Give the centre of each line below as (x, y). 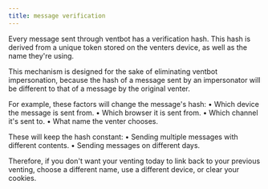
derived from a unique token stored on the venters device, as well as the (128, 47)
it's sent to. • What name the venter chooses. (83, 121)
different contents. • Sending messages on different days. (104, 145)
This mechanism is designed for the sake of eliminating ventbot (113, 71)
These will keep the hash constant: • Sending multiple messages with (123, 137)
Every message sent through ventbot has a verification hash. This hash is (130, 39)
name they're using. (41, 55)
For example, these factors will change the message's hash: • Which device (134, 104)
